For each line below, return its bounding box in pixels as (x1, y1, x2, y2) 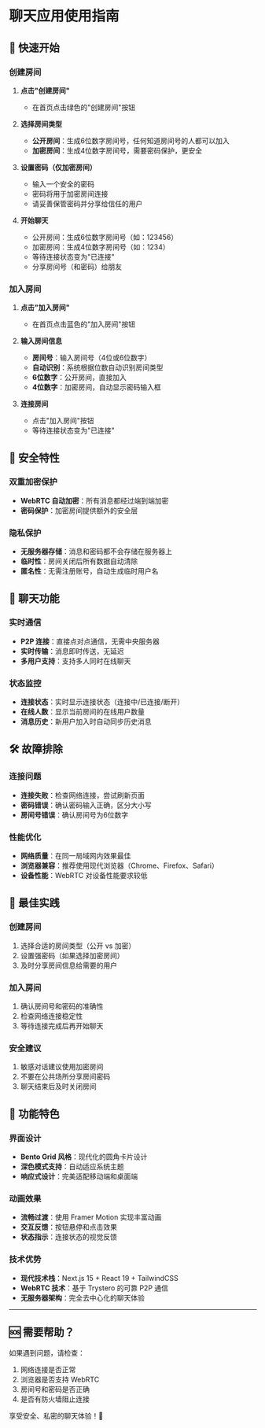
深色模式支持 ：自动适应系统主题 (20, 1162, 124, 1172)
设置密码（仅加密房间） (20, 162, 97, 172)
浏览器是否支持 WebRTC (20, 1374, 100, 1384)
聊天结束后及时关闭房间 (20, 1082, 97, 1091)
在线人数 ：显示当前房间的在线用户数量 (20, 707, 145, 717)
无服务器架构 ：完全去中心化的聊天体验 (20, 1293, 145, 1302)
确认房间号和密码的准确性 (20, 1002, 104, 1011)
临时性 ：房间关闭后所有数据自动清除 (20, 556, 138, 566)
